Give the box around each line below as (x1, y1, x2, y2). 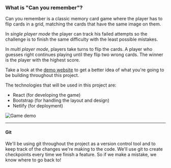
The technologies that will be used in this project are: (5, 82, 117, 88)
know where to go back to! (5, 157, 62, 163)
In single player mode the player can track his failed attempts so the (5, 31, 148, 37)
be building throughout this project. (5, 72, 79, 78)
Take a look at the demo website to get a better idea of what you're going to (5, 67, 164, 73)
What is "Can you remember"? (5, 4, 83, 11)
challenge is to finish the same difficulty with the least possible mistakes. (5, 36, 158, 42)
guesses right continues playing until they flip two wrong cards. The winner (5, 51, 163, 58)
